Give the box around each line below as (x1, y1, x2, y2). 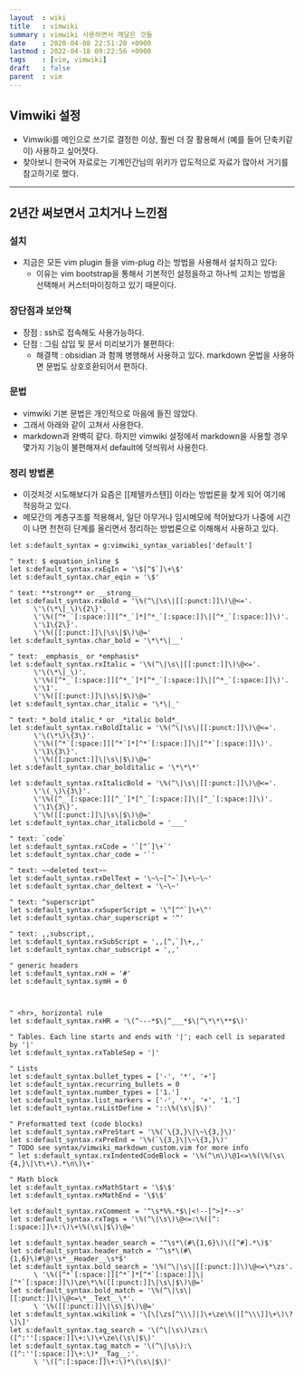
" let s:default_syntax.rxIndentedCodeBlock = (9, 1151, 188, 1160)
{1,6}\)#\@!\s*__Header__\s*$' (9, 1255, 128, 1264)
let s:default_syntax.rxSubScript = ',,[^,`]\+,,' (9, 937, 204, 947)
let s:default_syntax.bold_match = (9, 1286, 144, 1295)
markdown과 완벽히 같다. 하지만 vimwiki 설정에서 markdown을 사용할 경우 (22, 430, 289, 441)
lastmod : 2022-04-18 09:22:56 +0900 (9, 47, 152, 56)
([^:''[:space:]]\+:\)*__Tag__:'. (9, 1350, 140, 1359)
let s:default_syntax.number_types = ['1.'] (9, 1088, 180, 1097)
